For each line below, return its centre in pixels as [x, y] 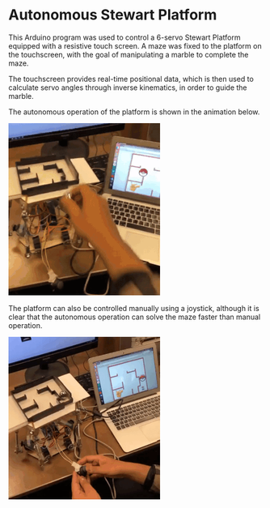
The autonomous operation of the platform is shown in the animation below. [134, 112]
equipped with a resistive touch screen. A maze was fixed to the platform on [135, 45]
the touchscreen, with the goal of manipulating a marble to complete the [129, 54]
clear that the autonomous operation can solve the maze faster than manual [135, 317]
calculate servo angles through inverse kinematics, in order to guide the [128, 88]
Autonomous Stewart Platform [113, 15]
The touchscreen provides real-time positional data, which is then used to [131, 79]
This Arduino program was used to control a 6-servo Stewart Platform [124, 37]
